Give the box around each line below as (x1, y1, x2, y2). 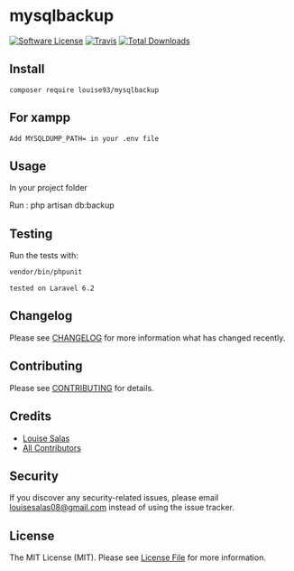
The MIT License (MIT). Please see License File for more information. (9, 552, 266, 563)
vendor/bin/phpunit (9, 267, 83, 276)
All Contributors (22, 442, 81, 453)
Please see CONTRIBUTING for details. (9, 382, 155, 393)
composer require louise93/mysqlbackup (9, 85, 160, 95)
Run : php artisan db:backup (9, 200, 115, 211)
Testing (9, 226, 53, 241)
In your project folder (9, 183, 88, 193)
